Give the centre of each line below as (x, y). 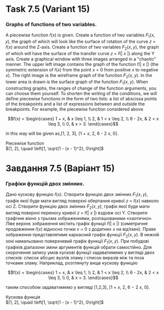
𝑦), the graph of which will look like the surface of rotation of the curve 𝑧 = (81, 42)
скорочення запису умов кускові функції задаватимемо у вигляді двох (80, 252)
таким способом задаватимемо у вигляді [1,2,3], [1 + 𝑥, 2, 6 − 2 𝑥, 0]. (78, 287)
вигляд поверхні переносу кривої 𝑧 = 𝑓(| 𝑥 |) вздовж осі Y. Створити (77, 213)
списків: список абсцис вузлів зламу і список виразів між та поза (75, 258)
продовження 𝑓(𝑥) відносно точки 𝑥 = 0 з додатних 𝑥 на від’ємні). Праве (81, 229)
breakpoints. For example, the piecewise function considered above (74, 109)
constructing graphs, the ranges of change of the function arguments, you (81, 88)
